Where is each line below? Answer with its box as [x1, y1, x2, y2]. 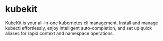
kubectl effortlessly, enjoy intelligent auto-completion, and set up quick [5, 25, 152, 31]
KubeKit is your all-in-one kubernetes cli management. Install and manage [5, 20, 158, 26]
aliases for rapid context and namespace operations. [5, 30, 114, 36]
